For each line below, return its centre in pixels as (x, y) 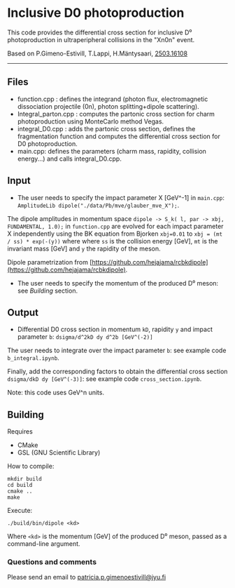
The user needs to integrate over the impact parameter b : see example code (117, 350)
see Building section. (48, 290)
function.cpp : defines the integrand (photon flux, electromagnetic (113, 99)
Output (23, 313)
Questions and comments (52, 562)
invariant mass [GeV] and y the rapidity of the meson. (84, 248)
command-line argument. (44, 544)
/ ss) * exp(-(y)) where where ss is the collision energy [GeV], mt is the (113, 241)
